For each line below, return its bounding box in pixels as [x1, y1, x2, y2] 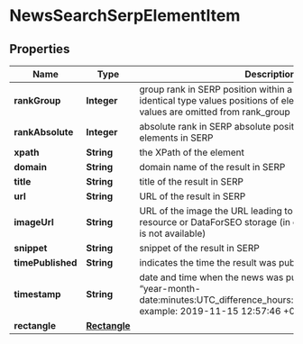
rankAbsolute [14, 126, 74, 138]
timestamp [14, 288, 61, 300]
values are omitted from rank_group [139, 105, 290, 118]
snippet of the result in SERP [139, 242, 260, 254]
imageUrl [14, 216, 54, 228]
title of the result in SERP [139, 176, 244, 187]
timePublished [14, 257, 78, 268]
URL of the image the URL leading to [139, 204, 293, 217]
